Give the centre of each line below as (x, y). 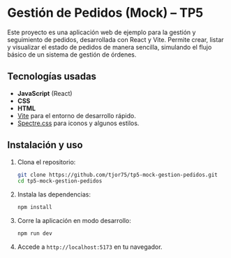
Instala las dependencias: (54, 194)
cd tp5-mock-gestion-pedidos (60, 181)
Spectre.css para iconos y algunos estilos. (78, 123)
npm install (35, 208)
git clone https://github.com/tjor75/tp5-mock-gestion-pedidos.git (117, 175)
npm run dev (35, 234)
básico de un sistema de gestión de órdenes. (72, 55)
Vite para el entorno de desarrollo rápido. (76, 115)
